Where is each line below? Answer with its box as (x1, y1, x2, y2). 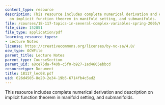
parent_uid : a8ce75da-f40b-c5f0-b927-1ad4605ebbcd (5, 62, 111, 67)
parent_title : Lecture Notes (5, 52, 65, 58)
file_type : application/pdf (5, 30, 63, 35)
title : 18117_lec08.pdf (5, 71, 54, 76)
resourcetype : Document (5, 67, 54, 72)
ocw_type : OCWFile (5, 48, 43, 53)
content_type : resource (5, 7, 54, 12)
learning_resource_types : (5, 35, 58, 40)
